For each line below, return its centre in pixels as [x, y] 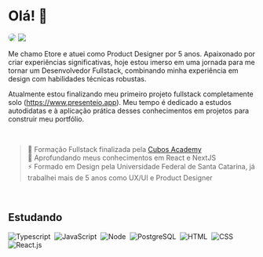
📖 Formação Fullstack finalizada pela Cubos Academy [114, 149]
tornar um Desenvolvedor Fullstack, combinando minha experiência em [123, 71]
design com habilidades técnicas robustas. [77, 78]
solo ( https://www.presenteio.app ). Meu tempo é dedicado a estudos [120, 102]
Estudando [35, 217]
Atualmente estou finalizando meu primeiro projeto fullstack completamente [131, 94]
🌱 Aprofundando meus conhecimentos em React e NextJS [122, 157]
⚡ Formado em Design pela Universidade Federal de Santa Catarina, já [141, 166]
